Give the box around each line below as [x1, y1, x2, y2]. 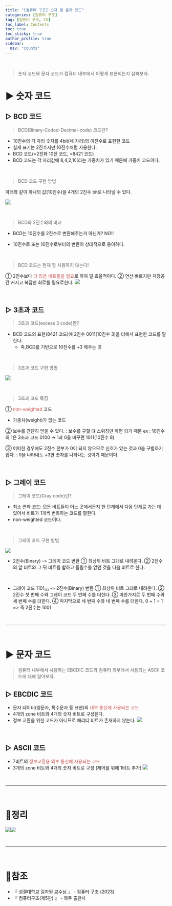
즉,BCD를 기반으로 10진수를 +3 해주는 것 [20, 344, 102, 350]
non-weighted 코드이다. [12, 516, 62, 523]
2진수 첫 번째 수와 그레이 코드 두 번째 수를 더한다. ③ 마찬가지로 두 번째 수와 [12, 591, 165, 598]
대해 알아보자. [27, 673, 55, 680]
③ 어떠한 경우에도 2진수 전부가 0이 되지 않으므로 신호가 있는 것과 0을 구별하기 [5, 445, 163, 452]
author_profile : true [5, 36, 52, 42]
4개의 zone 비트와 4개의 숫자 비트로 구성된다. [12, 711, 104, 717]
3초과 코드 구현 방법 [17, 365, 58, 371]
